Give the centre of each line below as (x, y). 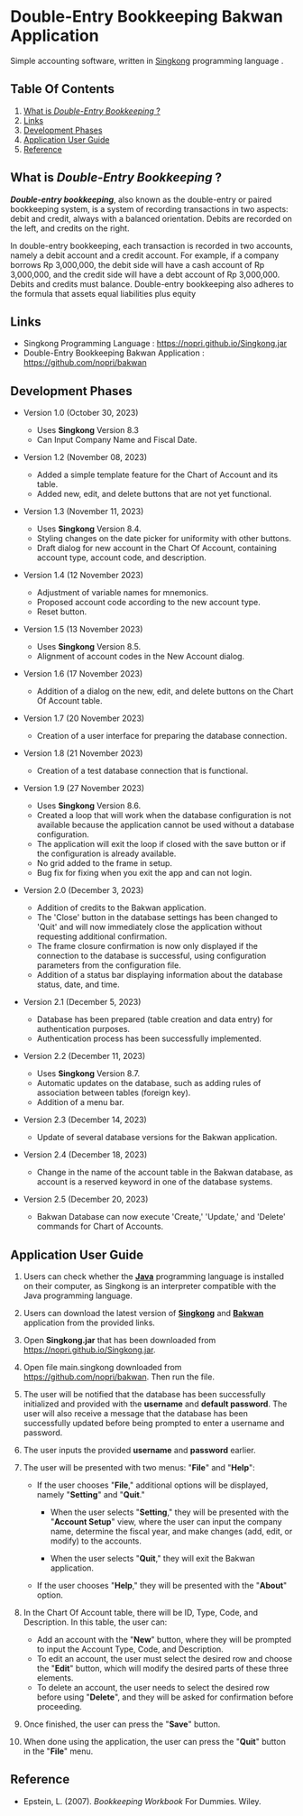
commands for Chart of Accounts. (100, 1226)
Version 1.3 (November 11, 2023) (83, 512)
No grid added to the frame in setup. (105, 863)
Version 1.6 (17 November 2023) (83, 674)
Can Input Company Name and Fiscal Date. (117, 440)
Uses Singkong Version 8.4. (89, 529)
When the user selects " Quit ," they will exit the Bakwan (152, 1558)
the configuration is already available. (106, 853)
